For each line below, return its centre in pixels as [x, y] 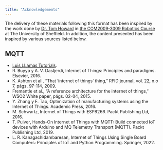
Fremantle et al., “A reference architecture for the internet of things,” [80, 91]
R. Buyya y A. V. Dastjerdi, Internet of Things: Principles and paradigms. [84, 71]
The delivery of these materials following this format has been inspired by [79, 23]
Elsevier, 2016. [27, 76]
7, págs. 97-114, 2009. [34, 86]
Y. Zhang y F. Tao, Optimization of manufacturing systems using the [80, 102]
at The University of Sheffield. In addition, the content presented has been [79, 33]
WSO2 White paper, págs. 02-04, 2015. [52, 96]
